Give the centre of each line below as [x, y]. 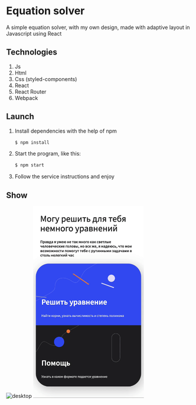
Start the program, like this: [48, 154]
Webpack [26, 98]
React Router [30, 91]
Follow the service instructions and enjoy [65, 176]
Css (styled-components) [46, 79]
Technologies [32, 52]
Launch [20, 117]
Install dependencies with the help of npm [66, 131]
